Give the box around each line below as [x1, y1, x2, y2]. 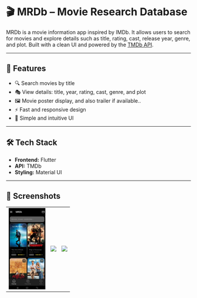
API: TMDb [14, 162, 42, 170]
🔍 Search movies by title [14, 79, 75, 86]
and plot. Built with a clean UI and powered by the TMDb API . [6, 41, 154, 48]
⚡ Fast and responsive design [14, 106, 86, 113]
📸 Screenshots [6, 191, 61, 201]
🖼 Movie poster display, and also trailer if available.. [14, 97, 141, 104]
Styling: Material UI [14, 168, 62, 175]
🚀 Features [6, 63, 46, 74]
